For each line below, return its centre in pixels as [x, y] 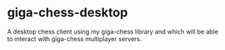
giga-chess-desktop [67, 13]
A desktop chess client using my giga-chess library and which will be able [113, 32]
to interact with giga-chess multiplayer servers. [74, 38]
